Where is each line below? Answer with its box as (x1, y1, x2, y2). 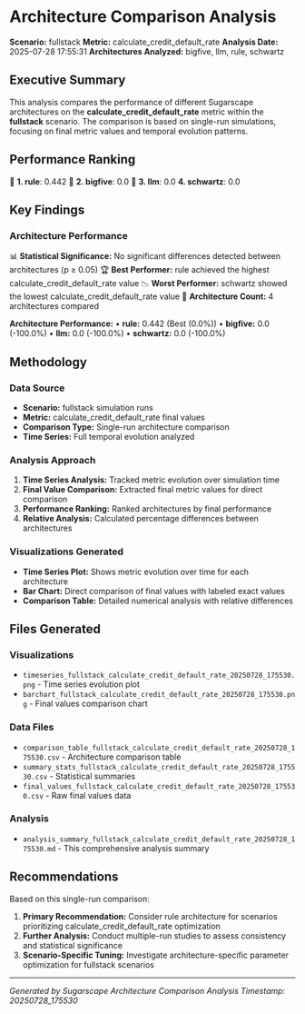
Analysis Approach (9, 453, 96, 466)
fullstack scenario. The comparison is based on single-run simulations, (9, 115, 277, 126)
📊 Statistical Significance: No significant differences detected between (9, 251, 281, 262)
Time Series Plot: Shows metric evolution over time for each (22, 566, 250, 577)
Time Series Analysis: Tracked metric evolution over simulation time (22, 474, 280, 485)
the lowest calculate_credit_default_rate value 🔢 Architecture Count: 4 (9, 291, 274, 302)
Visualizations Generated (9, 545, 124, 558)
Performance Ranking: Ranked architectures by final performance (22, 503, 272, 514)
